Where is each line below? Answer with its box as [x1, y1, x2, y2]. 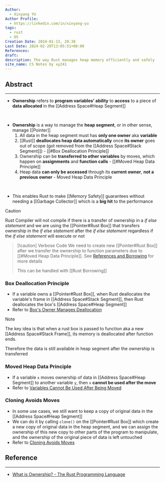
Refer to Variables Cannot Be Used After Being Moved [12, 385, 122, 391]
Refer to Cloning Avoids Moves [12, 439, 75, 445]
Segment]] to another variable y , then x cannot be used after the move [12, 379, 156, 385]
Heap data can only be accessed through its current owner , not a [19, 169, 154, 175]
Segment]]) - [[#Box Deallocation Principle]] [19, 148, 109, 154]
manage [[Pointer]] [12, 127, 51, 133]
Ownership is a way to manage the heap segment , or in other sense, [12, 122, 153, 128]
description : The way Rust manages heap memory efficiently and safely [5, 57, 155, 62]
